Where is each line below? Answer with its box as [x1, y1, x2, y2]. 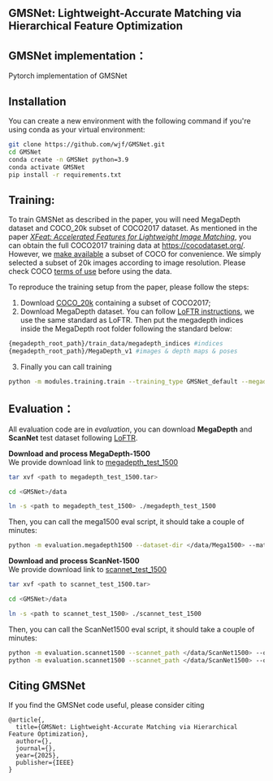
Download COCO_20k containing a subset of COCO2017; [19, 298, 211, 308]
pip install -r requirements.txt [8, 171, 122, 179]
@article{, [8, 716, 45, 724]
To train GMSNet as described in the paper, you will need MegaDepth [8, 215, 241, 224]
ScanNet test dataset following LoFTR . [8, 432, 138, 442]
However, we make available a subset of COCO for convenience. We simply [8, 249, 262, 259]
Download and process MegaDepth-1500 [8, 449, 150, 458]
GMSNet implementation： [8, 49, 147, 63]
